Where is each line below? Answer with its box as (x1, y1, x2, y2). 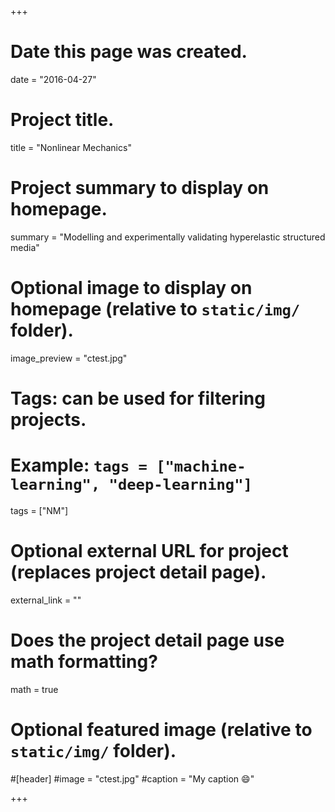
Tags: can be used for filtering (10, 387, 266, 410)
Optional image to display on (10, 277, 253, 299)
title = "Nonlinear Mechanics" (10, 141, 132, 153)
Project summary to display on (10, 177, 270, 200)
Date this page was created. (10, 41, 248, 63)
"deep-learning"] (108, 476, 253, 495)
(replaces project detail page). (10, 561, 267, 584)
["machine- (156, 457, 247, 476)
